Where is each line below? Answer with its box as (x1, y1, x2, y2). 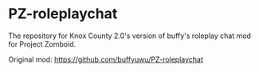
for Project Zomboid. (8, 39, 77, 48)
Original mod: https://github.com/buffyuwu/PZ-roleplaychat (8, 55, 203, 64)
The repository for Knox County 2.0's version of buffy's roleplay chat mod (8, 31, 251, 40)
